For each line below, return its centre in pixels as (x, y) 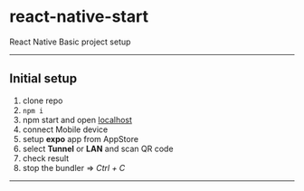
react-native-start (79, 17)
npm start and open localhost (77, 119)
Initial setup (43, 79)
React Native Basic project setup (70, 42)
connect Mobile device (65, 129)
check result (46, 158)
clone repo (43, 100)
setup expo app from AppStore (80, 138)
